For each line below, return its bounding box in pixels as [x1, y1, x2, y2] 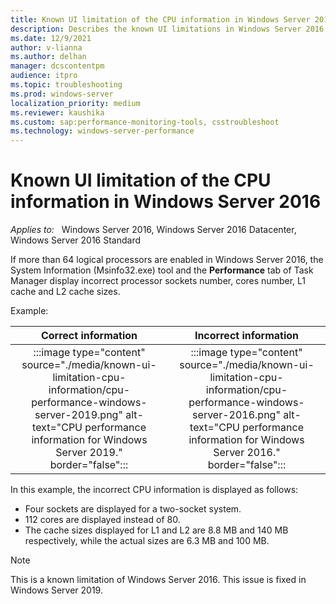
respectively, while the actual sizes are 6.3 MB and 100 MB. [24, 535, 270, 547]
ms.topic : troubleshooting [10, 80, 123, 90]
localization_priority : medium [10, 98, 141, 108]
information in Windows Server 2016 [10, 191, 322, 213]
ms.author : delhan [10, 52, 87, 62]
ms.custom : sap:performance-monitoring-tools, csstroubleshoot [10, 117, 280, 127]
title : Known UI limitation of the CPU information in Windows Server [10, 14, 311, 25]
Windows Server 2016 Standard [10, 234, 142, 246]
